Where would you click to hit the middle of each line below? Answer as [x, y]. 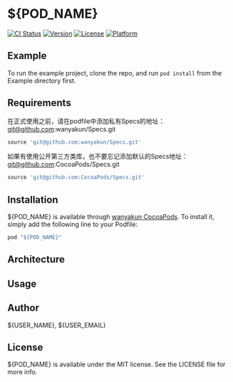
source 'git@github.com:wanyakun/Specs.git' [74, 142]
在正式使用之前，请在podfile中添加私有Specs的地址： [86, 121]
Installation [33, 200]
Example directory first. [42, 80]
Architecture [36, 259]
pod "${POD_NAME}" [35, 238]
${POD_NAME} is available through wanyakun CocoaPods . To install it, [111, 217]
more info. [22, 372]
